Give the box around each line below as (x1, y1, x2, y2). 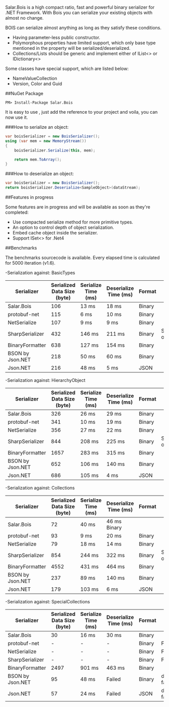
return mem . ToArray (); (14, 157, 62, 162)
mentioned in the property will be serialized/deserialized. (12, 45, 131, 51)
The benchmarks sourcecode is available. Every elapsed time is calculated (5, 255, 160, 261)
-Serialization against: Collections (5, 485, 75, 491)
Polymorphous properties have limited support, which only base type (12, 40, 156, 46)
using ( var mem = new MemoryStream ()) (5, 138, 87, 143)
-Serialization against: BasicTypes (5, 270, 75, 276)
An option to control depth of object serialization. (12, 224, 114, 230)
